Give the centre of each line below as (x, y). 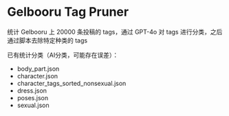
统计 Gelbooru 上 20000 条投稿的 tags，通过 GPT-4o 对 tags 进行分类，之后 (115, 32)
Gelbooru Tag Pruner (68, 12)
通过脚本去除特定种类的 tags (47, 40)
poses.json (33, 97)
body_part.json (38, 69)
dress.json (32, 91)
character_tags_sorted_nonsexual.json (72, 83)
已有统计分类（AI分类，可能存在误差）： (63, 55)
